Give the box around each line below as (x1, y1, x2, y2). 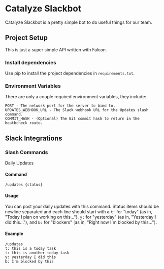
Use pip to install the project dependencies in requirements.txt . (5, 70, 135, 77)
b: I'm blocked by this (5, 259, 54, 264)
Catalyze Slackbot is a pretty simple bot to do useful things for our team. (5, 19, 152, 25)
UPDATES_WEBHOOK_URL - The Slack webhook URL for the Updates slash (5, 108, 149, 113)
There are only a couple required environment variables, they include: (5, 94, 147, 100)
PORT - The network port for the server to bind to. (5, 103, 116, 109)
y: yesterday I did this (5, 255, 56, 260)
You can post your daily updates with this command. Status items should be (5, 203, 159, 210)
